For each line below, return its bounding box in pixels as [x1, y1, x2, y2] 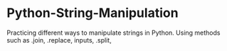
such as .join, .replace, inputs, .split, [6, 35, 112, 44]
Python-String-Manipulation [6, 5, 179, 21]
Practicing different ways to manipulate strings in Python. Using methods [6, 28, 221, 37]
